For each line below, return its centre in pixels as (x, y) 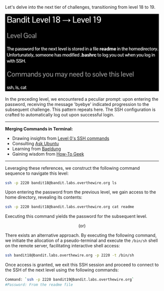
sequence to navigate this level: (37, 173)
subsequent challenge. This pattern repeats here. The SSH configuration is (80, 109)
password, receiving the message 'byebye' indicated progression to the (77, 104)
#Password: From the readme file (39, 285)
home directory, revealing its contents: (44, 197)
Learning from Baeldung (36, 149)
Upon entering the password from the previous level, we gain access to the (81, 192)
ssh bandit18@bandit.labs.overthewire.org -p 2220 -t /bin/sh (70, 255)
